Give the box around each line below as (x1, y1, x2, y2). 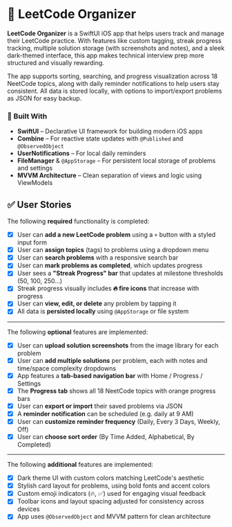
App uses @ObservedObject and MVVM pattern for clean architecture (17, 512, 211, 521)
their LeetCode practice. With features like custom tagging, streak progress (7, 36, 222, 44)
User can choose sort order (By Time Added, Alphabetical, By (17, 432, 195, 440)
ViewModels (17, 179, 53, 187)
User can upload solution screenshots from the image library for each (17, 341, 219, 349)
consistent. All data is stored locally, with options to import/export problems (7, 87, 222, 95)
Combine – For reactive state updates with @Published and (17, 134, 184, 143)
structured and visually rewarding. (7, 58, 105, 66)
